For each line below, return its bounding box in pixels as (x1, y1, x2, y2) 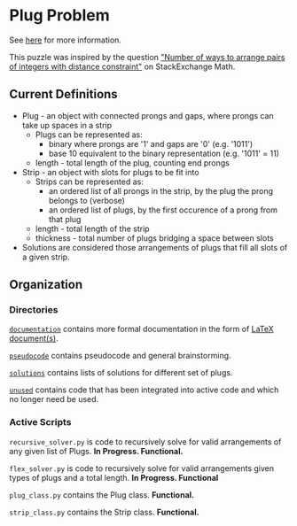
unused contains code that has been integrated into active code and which (9, 384, 279, 395)
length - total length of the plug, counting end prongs (35, 157, 231, 168)
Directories (9, 304, 59, 316)
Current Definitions (9, 87, 118, 102)
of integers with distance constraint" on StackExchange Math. (9, 61, 236, 72)
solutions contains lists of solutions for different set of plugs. (9, 367, 233, 378)
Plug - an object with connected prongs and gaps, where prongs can (21, 110, 274, 120)
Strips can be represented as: (35, 176, 144, 187)
